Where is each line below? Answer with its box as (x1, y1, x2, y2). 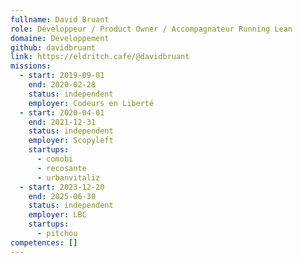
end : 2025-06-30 (28, 191, 97, 201)
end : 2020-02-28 (28, 80, 97, 90)
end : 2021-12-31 (28, 117, 97, 127)
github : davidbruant (10, 42, 97, 53)
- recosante (36, 163, 87, 173)
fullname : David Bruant (10, 14, 110, 25)
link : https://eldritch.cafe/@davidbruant (10, 52, 190, 62)
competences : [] (10, 237, 78, 248)
